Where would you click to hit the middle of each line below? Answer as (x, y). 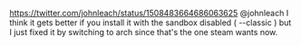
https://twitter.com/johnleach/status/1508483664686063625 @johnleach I (149, 13)
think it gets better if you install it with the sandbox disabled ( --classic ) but (150, 23)
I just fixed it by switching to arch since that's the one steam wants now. (144, 32)
